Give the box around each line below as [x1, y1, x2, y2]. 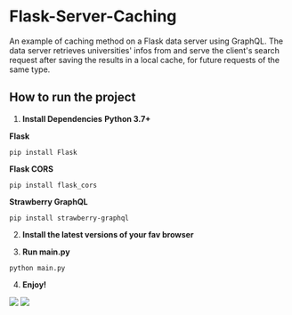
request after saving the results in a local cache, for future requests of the [9, 54, 280, 65]
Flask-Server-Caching [9, 6, 177, 27]
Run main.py [21, 246, 70, 257]
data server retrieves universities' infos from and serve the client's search [9, 44, 280, 55]
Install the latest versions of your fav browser [21, 229, 194, 239]
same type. [9, 64, 51, 75]
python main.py [9, 263, 66, 272]
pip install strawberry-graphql [9, 214, 129, 222]
